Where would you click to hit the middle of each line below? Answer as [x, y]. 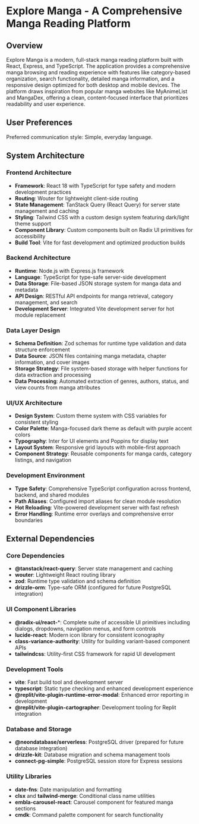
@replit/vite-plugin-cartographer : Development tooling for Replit [95, 707]
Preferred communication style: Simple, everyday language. [79, 137]
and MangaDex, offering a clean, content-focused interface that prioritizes [97, 98]
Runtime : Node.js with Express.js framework [70, 271]
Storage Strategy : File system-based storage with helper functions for [101, 369]
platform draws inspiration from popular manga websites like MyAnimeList [97, 91]
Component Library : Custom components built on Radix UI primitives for [104, 229]
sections [25, 808]
